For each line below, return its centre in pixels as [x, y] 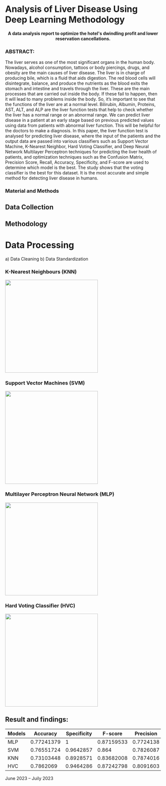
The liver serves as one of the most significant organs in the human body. [80, 62]
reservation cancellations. [83, 39]
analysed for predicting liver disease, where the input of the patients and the [83, 136]
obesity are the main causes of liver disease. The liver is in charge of [75, 73]
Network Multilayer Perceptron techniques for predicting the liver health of [81, 152]
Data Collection [29, 207]
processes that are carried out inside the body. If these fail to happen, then [81, 94]
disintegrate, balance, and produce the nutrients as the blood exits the [77, 83]
